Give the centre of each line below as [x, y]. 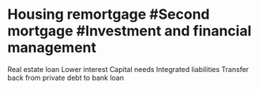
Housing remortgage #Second [109, 14]
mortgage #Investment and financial [129, 31]
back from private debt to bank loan [66, 77]
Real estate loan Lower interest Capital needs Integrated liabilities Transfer [128, 69]
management [52, 48]
